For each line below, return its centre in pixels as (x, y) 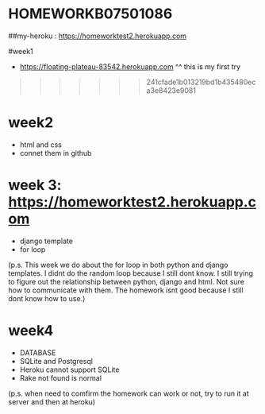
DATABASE (38, 352)
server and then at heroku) (52, 401)
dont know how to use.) (47, 298)
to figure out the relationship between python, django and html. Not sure (126, 281)
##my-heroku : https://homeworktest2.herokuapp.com (98, 36)
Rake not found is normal (60, 377)
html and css (40, 145)
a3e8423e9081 (171, 90)
